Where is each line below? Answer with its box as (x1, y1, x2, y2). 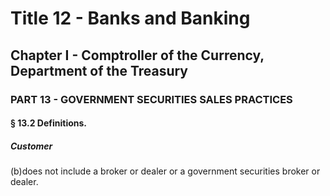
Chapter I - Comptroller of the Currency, (10, 47, 265, 64)
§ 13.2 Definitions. (10, 117, 88, 129)
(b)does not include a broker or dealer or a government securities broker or (10, 165, 321, 177)
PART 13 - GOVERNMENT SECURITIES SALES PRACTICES (10, 92, 293, 106)
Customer (10, 140, 53, 152)
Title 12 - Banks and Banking (10, 7, 251, 30)
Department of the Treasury (10, 62, 189, 79)
